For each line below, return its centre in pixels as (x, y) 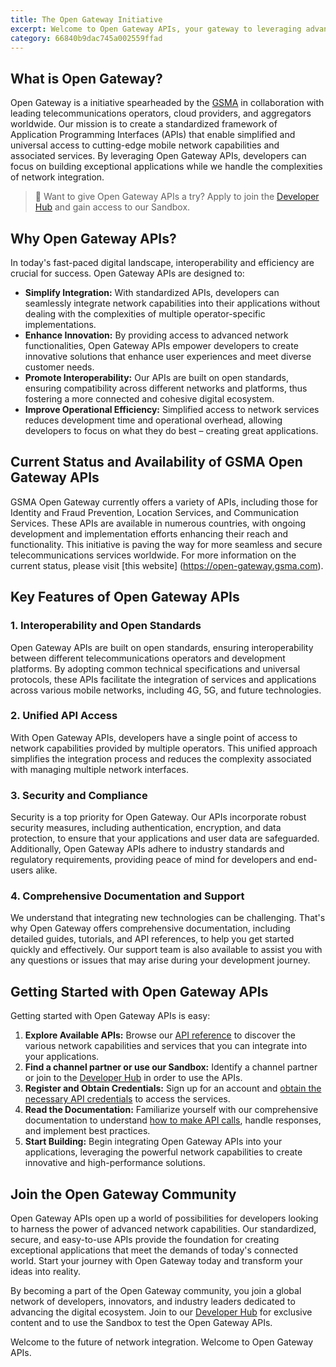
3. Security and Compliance (79, 795)
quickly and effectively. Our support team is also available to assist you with (166, 950)
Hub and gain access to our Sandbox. (112, 207)
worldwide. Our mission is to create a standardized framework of (144, 124)
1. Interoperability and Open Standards (106, 626)
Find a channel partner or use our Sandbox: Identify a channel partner (171, 1067)
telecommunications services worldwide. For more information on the (153, 555)
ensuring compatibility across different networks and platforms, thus (166, 388)
